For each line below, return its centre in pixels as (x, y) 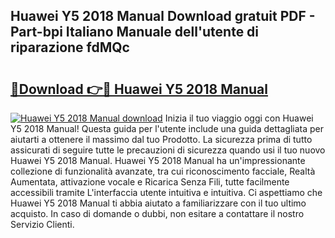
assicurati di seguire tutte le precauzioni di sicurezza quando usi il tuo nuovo (168, 150)
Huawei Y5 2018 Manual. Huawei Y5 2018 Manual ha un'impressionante (158, 160)
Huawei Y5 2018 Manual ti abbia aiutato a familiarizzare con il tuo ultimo (158, 203)
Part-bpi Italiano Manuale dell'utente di (135, 32)
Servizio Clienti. (42, 224)
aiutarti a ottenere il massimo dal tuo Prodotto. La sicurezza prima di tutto (161, 139)
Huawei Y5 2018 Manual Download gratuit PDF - (163, 16)
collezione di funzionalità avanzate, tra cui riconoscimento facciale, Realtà (163, 171)
